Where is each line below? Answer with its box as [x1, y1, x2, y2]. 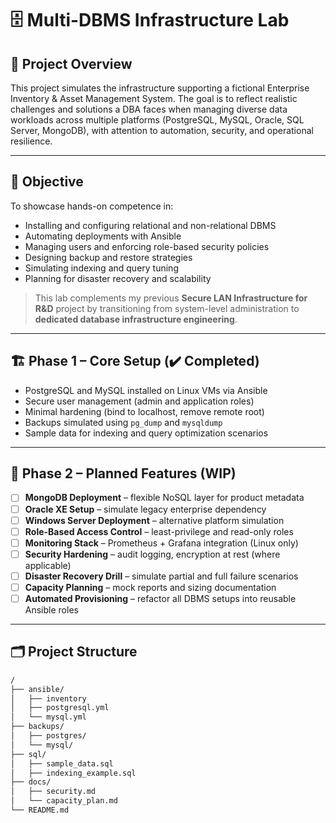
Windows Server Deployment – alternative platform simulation [24, 514, 285, 526]
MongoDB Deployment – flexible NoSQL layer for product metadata [24, 492, 305, 504]
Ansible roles [24, 604, 79, 616]
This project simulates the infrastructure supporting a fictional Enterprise [10, 82, 310, 94]
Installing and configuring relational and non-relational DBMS [24, 219, 277, 231]
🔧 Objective [10, 173, 84, 191]
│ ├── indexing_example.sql [10, 768, 137, 778]
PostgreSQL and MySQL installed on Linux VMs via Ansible [24, 384, 268, 396]
